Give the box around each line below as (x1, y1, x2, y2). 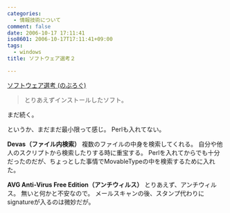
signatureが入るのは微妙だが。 (7, 198, 95, 206)
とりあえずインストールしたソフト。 (24, 95, 128, 104)
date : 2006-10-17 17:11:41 (7, 29, 85, 37)
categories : (7, 10, 42, 17)
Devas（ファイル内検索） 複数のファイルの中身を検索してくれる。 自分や (7, 140, 217, 148)
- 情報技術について (13, 17, 61, 24)
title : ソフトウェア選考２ (7, 55, 76, 62)
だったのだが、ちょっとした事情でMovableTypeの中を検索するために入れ (7, 157, 215, 165)
